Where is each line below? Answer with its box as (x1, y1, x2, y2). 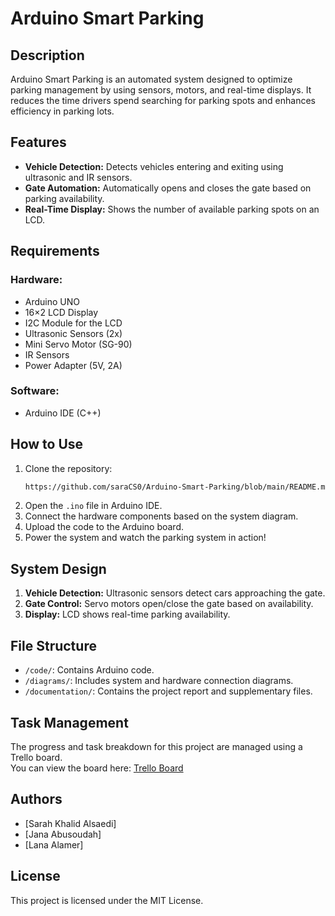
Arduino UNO (24, 295, 81, 307)
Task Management (10, 714, 129, 731)
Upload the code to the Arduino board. (24, 521, 184, 533)
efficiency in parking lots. (10, 105, 115, 117)
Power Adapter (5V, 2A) (24, 359, 123, 371)
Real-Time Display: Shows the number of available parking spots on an (24, 203, 320, 215)
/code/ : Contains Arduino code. (24, 664, 155, 676)
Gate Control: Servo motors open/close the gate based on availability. (24, 598, 314, 610)
